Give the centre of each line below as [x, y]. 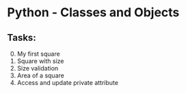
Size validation [38, 68]
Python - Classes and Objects [93, 13]
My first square [38, 54]
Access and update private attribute [67, 82]
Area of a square [41, 75]
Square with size [40, 61]
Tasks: [22, 38]
